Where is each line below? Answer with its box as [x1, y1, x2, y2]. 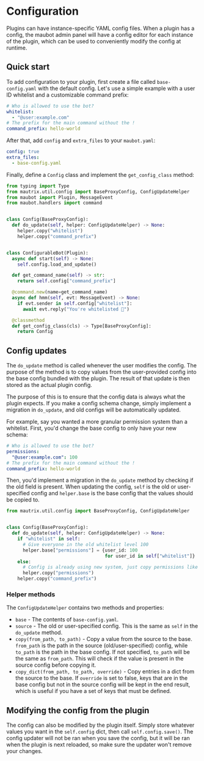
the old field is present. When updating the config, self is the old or [6, 483, 177, 490]
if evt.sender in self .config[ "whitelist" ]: [17, 300, 133, 307]
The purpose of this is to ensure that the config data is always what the [6, 393, 186, 400]
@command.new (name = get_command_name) [12, 289, 108, 295]
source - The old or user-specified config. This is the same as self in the [15, 623, 199, 630]
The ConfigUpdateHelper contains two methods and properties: [6, 604, 164, 612]
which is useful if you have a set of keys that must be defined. [15, 688, 172, 695]
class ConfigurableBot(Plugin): [6, 250, 89, 256]
